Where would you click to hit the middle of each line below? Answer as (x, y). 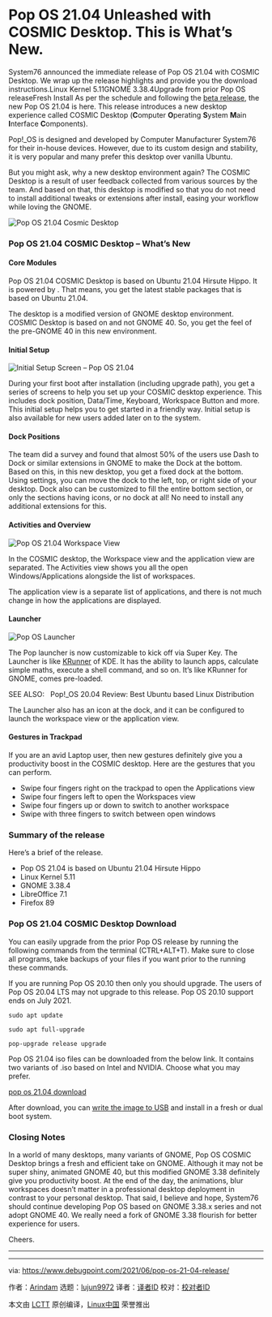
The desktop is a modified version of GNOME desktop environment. (121, 314)
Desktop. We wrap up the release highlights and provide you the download (133, 80)
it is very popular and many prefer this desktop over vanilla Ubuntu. (121, 157)
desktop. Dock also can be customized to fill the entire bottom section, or (131, 489)
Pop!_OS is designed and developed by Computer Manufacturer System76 (132, 139)
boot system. (30, 1116)
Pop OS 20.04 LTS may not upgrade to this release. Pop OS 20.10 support (131, 992)
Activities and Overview (50, 525)
